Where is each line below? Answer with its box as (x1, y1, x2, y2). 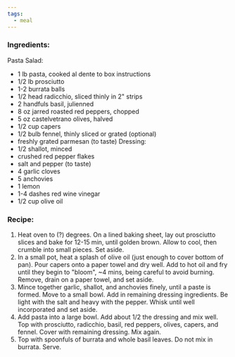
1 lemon (17, 182, 40, 190)
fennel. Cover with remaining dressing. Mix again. (17, 328, 162, 337)
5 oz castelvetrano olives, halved (17, 114, 113, 123)
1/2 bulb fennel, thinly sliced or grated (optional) (17, 130, 157, 138)
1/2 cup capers (17, 122, 61, 130)
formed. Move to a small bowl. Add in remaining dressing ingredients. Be (17, 290, 229, 299)
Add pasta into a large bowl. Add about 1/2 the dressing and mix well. (17, 313, 219, 321)
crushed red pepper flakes (17, 152, 95, 161)
